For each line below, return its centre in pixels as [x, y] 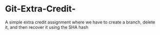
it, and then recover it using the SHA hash [47, 27]
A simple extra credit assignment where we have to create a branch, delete [80, 22]
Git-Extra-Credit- [40, 9]
